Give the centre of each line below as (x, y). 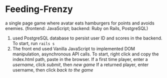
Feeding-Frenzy (39, 9)
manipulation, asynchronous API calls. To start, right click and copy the (85, 54)
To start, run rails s (33, 43)
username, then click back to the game (53, 70)
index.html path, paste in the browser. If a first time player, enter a (80, 59)
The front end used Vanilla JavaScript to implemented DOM (73, 48)
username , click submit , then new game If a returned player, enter (80, 64)
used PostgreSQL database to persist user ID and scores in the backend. (87, 38)
